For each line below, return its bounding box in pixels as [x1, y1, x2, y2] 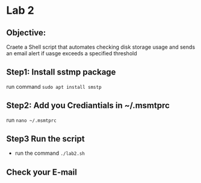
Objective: [6, 28, 46, 38]
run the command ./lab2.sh [14, 149, 85, 157]
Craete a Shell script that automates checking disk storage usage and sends [6, 43, 196, 50]
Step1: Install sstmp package [6, 67, 116, 77]
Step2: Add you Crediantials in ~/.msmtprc [6, 100, 170, 111]
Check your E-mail [6, 167, 77, 177]
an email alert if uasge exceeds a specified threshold [6, 50, 137, 57]
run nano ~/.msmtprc [6, 116, 57, 124]
